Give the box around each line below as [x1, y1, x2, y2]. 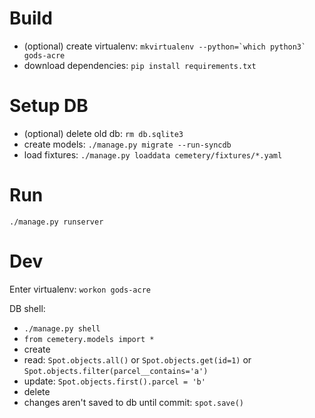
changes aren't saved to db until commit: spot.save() [23, 396, 244, 408]
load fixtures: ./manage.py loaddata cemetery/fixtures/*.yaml [23, 148, 283, 161]
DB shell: [9, 302, 46, 314]
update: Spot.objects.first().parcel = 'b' [23, 375, 206, 387]
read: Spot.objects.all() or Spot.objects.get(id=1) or [23, 353, 252, 366]
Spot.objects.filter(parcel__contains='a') [23, 366, 209, 376]
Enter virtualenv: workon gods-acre [9, 283, 151, 295]
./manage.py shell [23, 323, 101, 334]
